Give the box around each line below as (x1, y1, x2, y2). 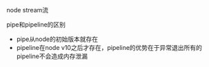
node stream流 (6, 6, 49, 14)
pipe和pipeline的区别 (6, 21, 66, 29)
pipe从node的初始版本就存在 (16, 35, 98, 43)
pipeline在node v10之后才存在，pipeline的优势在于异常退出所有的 (16, 44, 203, 51)
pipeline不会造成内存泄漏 (16, 52, 88, 60)
